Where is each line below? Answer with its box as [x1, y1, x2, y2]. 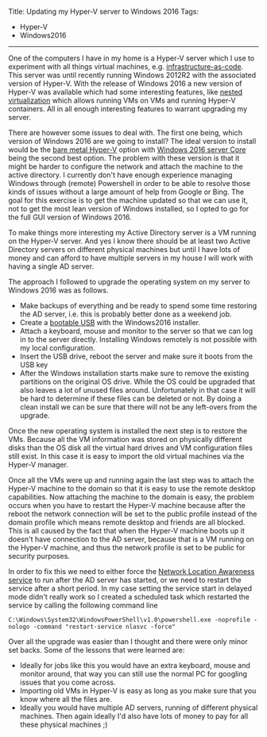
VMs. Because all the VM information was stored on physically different [8, 435, 242, 444]
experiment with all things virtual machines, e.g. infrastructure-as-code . [8, 62, 244, 71]
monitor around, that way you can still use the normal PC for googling [19, 669, 248, 678]
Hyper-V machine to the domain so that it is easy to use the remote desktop [8, 484, 256, 493]
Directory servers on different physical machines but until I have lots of [8, 245, 241, 254]
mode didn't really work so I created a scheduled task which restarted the [8, 592, 250, 601]
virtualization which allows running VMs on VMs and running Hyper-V [8, 95, 236, 105]
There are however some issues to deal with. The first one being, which [8, 128, 242, 138]
